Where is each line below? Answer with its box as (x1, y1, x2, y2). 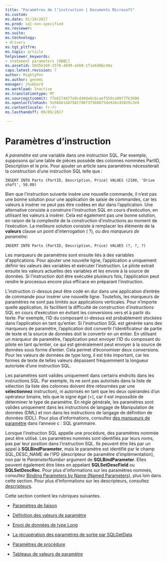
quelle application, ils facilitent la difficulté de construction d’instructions (5, 304, 154, 310)
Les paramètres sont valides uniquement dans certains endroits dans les (5, 372, 155, 378)
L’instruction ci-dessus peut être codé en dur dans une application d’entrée (5, 288, 160, 294)
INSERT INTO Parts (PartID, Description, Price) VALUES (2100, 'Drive (5, 178, 155, 183)
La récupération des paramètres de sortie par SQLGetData (12, 531, 133, 537)
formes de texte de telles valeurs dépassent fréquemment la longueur (5, 357, 149, 363)
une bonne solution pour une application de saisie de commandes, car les (5, 196, 157, 202)
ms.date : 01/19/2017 (5, 17, 48, 22)
